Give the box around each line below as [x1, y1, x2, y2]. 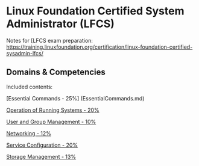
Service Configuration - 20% [6, 141, 78, 149]
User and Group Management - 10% [6, 118, 96, 125]
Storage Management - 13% [6, 153, 77, 160]
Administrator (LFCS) [6, 17, 115, 31]
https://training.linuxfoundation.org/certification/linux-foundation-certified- [6, 43, 193, 51]
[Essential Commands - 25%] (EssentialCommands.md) [6, 94, 145, 102]
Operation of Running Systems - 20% [6, 106, 99, 114]
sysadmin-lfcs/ [6, 49, 44, 57]
